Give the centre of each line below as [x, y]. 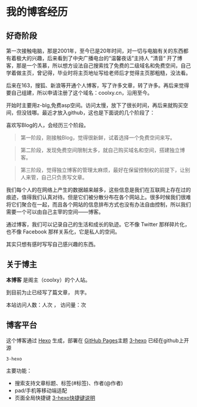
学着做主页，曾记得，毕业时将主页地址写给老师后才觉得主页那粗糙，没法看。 [98, 73]
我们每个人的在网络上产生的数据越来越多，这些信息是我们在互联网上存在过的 [98, 190]
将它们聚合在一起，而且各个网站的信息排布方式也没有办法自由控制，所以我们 [98, 204]
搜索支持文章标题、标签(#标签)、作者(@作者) [69, 383]
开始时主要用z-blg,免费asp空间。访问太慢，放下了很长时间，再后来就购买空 [97, 105]
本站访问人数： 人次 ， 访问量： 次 [46, 305]
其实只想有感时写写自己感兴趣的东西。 [52, 244]
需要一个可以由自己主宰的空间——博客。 [55, 212]
